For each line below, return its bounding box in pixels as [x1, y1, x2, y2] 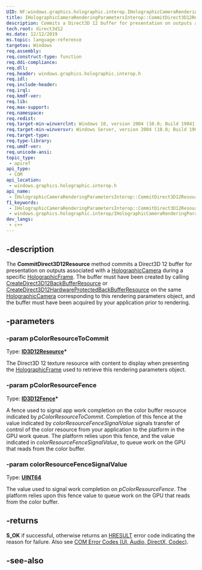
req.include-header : [6, 82, 58, 88]
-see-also [6, 556, 44, 566]
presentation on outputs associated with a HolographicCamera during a [6, 267, 183, 274]
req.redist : [6, 115, 36, 121]
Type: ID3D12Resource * [6, 348, 67, 355]
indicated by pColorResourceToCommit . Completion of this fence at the [6, 413, 183, 420]
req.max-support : [6, 104, 50, 110]
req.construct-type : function [6, 54, 82, 60]
